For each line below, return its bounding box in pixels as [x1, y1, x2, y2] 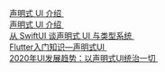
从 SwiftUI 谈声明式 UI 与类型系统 [9, 31, 133, 40]
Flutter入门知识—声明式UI [9, 41, 105, 52]
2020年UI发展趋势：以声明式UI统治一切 [9, 53, 156, 63]
